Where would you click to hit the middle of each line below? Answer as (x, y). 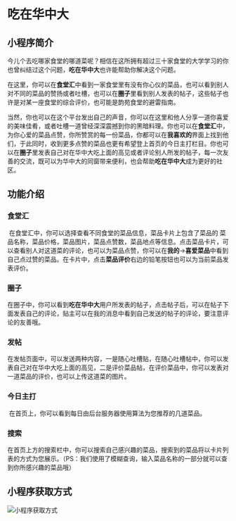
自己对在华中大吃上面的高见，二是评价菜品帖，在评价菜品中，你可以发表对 (121, 368)
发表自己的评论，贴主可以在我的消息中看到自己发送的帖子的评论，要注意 (118, 313)
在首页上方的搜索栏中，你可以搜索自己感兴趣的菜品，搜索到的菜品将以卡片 (115, 450)
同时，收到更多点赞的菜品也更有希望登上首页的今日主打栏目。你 (124, 144)
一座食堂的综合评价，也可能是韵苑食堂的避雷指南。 (105, 102)
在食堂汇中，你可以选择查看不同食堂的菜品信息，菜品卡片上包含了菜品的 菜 (117, 232)
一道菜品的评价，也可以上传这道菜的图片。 (69, 377)
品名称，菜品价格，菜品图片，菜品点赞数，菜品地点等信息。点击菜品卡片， (115, 241)
